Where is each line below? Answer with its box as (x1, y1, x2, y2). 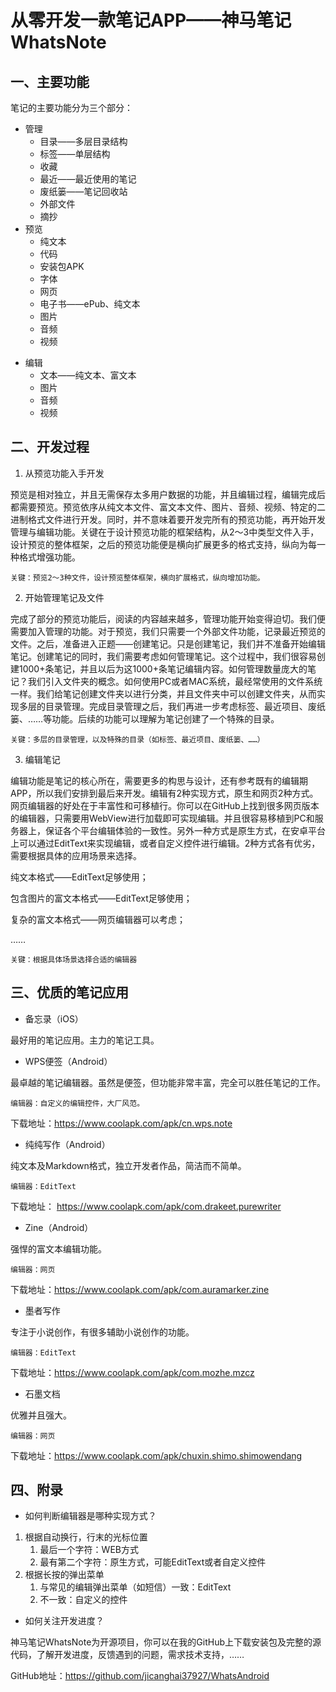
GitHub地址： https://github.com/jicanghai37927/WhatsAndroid (10, 1670, 270, 1682)
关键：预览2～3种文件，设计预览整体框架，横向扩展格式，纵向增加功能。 (10, 572, 265, 583)
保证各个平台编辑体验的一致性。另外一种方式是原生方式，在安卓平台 (44, 824, 326, 836)
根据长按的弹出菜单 (24, 1569, 105, 1581)
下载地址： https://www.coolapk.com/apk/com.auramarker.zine (10, 1283, 270, 1295)
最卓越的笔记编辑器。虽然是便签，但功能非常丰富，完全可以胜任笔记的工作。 (10, 1076, 326, 1088)
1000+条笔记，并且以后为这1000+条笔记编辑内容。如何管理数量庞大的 (18, 662, 308, 675)
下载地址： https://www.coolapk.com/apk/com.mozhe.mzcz (10, 1366, 255, 1378)
